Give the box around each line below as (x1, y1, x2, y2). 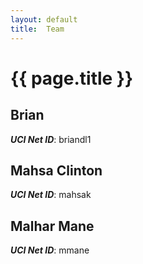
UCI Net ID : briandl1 (10, 133, 92, 145)
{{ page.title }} (10, 67, 134, 90)
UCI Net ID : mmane (10, 244, 90, 256)
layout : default (10, 14, 78, 25)
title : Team (10, 24, 65, 34)
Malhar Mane (10, 217, 95, 235)
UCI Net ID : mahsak (10, 189, 92, 201)
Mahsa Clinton (10, 162, 103, 179)
